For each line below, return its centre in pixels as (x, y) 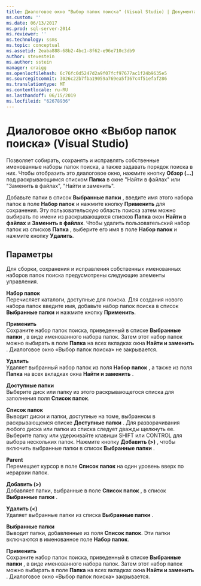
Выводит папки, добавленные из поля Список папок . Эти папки (88, 533)
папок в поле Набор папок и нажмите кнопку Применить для (86, 204)
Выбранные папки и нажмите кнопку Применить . (71, 312)
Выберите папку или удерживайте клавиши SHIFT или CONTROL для (94, 435)
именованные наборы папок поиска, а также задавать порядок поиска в (100, 166)
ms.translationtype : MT (36, 85)
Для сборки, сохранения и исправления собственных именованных (94, 269)
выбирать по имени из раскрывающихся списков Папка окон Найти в (96, 216)
